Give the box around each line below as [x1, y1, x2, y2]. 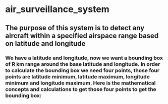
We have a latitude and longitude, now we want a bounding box [5, 54, 163, 61]
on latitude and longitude [5, 39, 86, 48]
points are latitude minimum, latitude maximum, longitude [5, 73, 150, 80]
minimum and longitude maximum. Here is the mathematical [5, 79, 156, 86]
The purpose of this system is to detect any [5, 24, 145, 32]
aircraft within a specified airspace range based [5, 31, 159, 40]
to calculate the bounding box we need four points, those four [5, 67, 160, 74]
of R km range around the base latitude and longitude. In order [5, 60, 160, 67]
